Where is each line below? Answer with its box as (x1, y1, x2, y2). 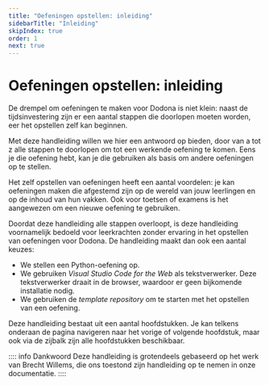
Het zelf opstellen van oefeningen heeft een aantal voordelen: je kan (8, 178, 235, 187)
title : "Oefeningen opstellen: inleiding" (8, 11, 153, 20)
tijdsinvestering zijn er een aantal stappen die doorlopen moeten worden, (8, 112, 251, 122)
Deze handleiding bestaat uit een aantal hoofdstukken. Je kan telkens (8, 319, 239, 329)
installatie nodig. (19, 286, 75, 295)
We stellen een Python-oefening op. (19, 260, 140, 270)
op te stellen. (8, 162, 52, 172)
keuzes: (8, 245, 35, 254)
